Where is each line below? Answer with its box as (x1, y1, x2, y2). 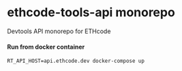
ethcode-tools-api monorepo (7, 5, 175, 20)
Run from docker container (7, 43, 85, 51)
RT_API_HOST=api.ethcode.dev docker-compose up (7, 57, 145, 65)
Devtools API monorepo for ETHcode (7, 27, 111, 35)
